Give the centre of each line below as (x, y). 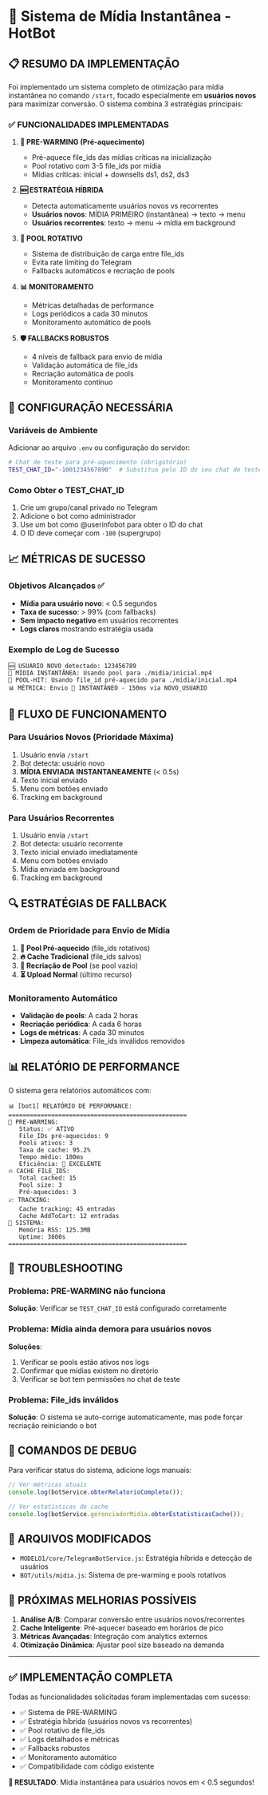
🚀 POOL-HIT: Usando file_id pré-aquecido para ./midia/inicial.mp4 (123, 680)
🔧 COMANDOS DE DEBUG (73, 1451)
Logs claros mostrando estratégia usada (87, 629)
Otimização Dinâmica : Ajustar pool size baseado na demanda (122, 1645)
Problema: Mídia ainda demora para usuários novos (110, 1329)
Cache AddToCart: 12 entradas (69, 1216)
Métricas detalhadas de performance (93, 305)
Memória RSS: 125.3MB (55, 1230)
